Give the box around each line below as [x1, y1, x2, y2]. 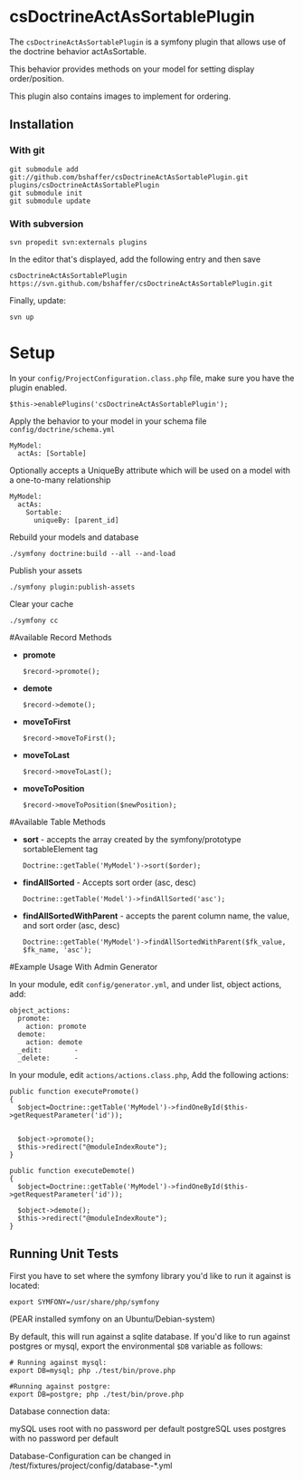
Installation [9, 117, 74, 132]
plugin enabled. [9, 382, 68, 393]
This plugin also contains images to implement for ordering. [9, 91, 232, 101]
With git [9, 144, 45, 157]
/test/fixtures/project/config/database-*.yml [9, 1460, 173, 1471]
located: [9, 1280, 40, 1291]
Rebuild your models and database [9, 532, 139, 543]
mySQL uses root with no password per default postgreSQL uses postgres [9, 1423, 287, 1434]
